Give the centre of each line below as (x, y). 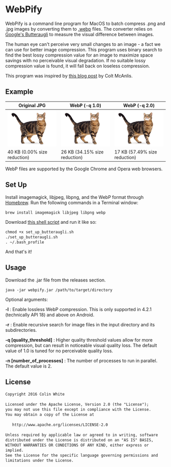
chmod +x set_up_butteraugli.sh (39, 232)
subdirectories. (21, 330)
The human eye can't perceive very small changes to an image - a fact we (83, 44)
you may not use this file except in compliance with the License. (78, 410)
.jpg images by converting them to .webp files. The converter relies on (79, 29)
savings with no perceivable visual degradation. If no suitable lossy (76, 60)
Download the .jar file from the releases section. (55, 280)
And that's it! (19, 251)
